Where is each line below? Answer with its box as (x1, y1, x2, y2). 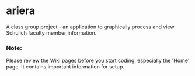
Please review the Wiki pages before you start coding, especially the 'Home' (6, 57, 190, 64)
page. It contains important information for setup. (6, 63, 124, 70)
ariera (6, 4, 36, 17)
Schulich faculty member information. (6, 29, 97, 36)
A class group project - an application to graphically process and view (6, 23, 175, 30)
